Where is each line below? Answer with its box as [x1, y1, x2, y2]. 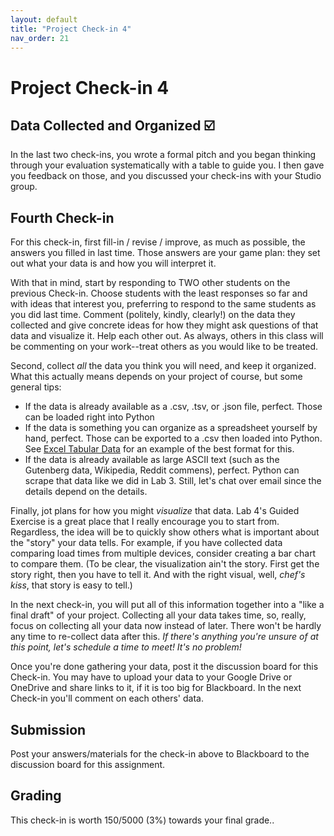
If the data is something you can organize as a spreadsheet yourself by [24, 422, 318, 434]
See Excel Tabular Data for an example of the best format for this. [24, 443, 295, 455]
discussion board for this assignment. [10, 759, 166, 770]
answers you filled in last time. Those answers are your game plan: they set [10, 247, 321, 259]
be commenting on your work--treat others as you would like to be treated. [10, 341, 319, 353]
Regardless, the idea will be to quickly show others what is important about [10, 526, 320, 538]
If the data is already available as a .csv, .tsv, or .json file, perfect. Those [24, 401, 323, 413]
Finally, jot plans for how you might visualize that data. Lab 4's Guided [10, 505, 300, 517]
